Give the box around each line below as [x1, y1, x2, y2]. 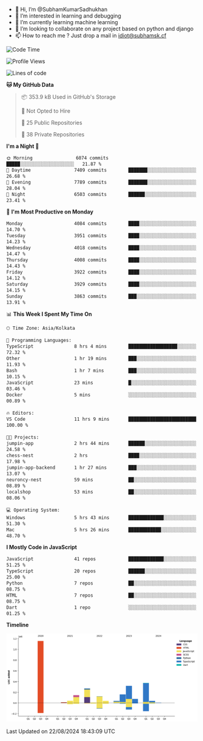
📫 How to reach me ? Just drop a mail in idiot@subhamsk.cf [15, 32, 167, 39]
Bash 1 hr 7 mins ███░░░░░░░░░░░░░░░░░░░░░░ [6, 367, 197, 374]
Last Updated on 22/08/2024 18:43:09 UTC [6, 728, 115, 735]
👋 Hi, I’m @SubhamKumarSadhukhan [15, 6, 108, 13]
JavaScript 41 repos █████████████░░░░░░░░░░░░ [6, 556, 197, 562]
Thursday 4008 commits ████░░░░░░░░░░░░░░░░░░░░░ [6, 257, 197, 263]
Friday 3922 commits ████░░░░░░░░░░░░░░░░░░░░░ [6, 269, 197, 275]
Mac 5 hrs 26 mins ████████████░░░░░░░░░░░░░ [6, 527, 197, 533]
